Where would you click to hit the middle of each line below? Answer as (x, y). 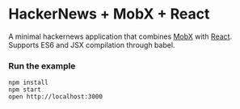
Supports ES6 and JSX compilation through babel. (92, 44)
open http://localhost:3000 (56, 97)
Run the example (42, 65)
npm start (25, 90)
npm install (28, 83)
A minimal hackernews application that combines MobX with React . (120, 36)
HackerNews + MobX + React (109, 14)
